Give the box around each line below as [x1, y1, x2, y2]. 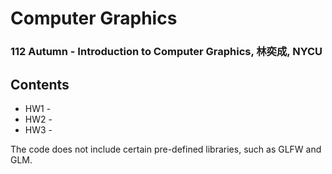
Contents [10, 76, 70, 93]
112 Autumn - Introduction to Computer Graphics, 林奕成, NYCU [10, 45, 323, 59]
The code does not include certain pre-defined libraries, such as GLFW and [10, 143, 322, 155]
